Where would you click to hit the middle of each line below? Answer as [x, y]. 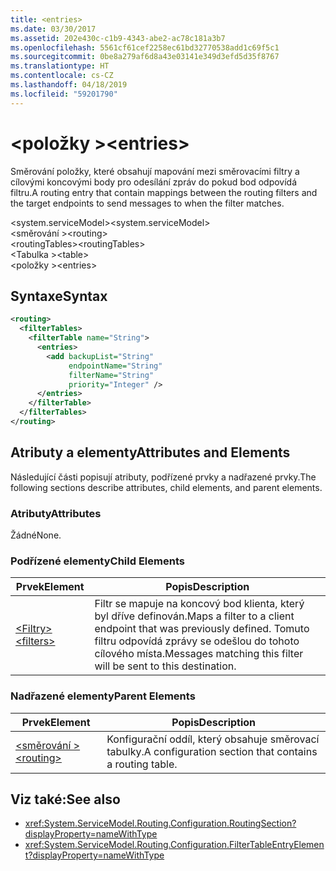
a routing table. [142, 764]
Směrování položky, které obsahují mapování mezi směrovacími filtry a [155, 171]
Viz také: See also [65, 799]
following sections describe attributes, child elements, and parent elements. [166, 487]
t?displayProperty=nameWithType [94, 855]
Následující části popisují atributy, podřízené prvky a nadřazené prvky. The [163, 477]
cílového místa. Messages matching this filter [199, 654]
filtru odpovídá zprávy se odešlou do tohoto [197, 641]
